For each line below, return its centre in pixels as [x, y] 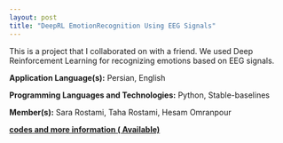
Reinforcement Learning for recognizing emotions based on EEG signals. [142, 60]
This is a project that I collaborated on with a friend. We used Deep [131, 51]
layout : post [33, 17]
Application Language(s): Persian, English [87, 77]
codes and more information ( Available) [85, 129]
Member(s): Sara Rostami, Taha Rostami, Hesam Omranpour [121, 112]
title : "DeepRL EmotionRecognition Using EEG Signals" [113, 26]
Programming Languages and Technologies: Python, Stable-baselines [140, 95]
